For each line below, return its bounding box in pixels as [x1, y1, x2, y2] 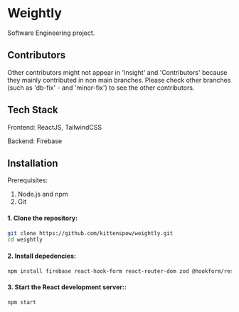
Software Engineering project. [7, 28, 95, 37]
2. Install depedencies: [7, 251, 77, 260]
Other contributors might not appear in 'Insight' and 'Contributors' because [7, 68, 228, 76]
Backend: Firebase [7, 137, 63, 145]
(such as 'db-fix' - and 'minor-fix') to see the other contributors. [7, 83, 195, 92]
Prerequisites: [7, 176, 48, 184]
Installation [7, 157, 58, 169]
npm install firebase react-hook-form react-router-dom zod [7, 267, 190, 275]
